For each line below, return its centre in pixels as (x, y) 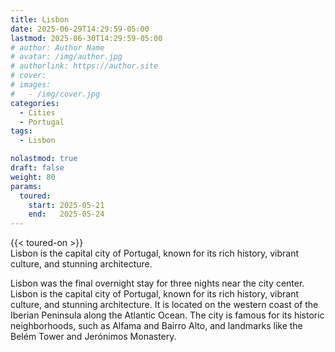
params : (26, 186)
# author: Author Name (57, 47)
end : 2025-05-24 (66, 214)
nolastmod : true (44, 159)
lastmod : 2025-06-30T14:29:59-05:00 (86, 38)
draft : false (37, 168)
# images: (31, 85)
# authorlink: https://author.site (84, 66)
